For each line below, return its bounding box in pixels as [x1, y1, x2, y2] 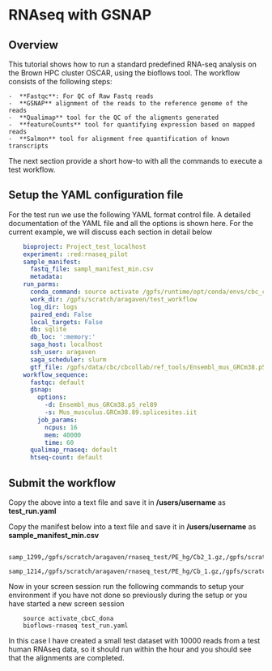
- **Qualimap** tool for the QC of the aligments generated [8, 113, 219, 122]
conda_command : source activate [29, 288, 139, 297]
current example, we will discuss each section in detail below [8, 227, 213, 237]
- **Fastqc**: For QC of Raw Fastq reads [8, 92, 154, 100]
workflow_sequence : [23, 370, 89, 378]
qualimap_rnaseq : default [29, 446, 117, 455]
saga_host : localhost [29, 340, 104, 349]
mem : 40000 [44, 431, 82, 439]
